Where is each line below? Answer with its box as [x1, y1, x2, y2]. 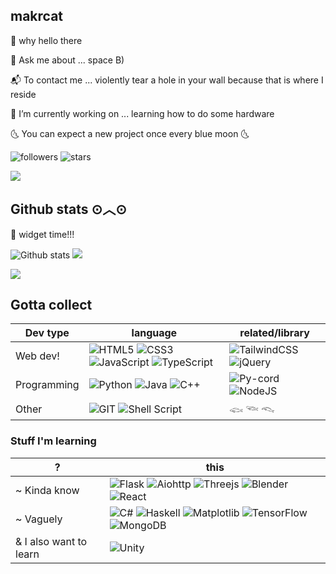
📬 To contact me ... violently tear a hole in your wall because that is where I [10, 74, 324, 86]
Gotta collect [10, 297, 93, 314]
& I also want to [15, 534, 88, 548]
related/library [239, 326, 310, 340]
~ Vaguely [15, 512, 63, 526]
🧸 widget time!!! [10, 228, 75, 240]
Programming [15, 378, 80, 392]
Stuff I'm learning [10, 434, 97, 448]
